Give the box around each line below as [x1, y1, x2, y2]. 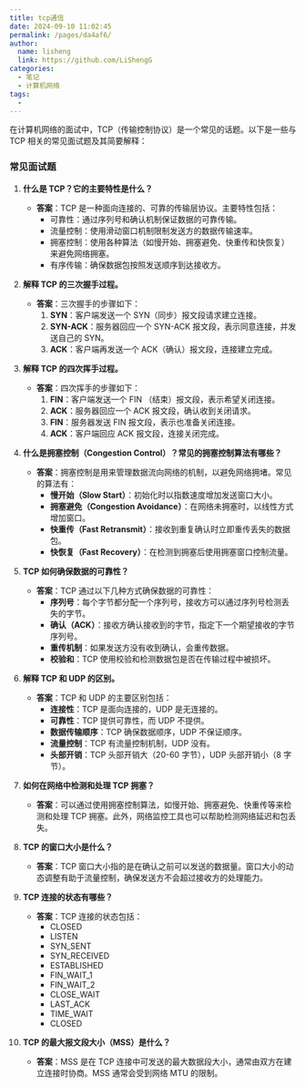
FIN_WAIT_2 [49, 979, 96, 990]
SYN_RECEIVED [49, 949, 110, 961]
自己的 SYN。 [57, 332, 109, 343]
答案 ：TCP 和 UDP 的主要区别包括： [36, 692, 172, 702]
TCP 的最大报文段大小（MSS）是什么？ [22, 1036, 171, 1048]
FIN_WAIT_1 [49, 969, 93, 980]
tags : [9, 89, 30, 98]
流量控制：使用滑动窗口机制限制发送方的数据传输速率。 [49, 225, 258, 236]
